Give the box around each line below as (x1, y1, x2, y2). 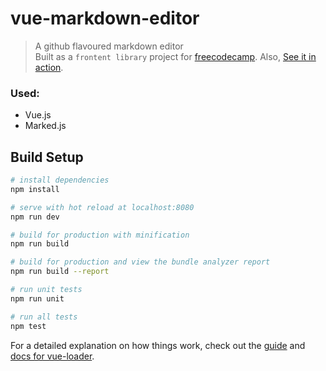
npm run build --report (10, 267, 110, 277)
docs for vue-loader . (10, 350, 95, 362)
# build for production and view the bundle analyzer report (10, 257, 271, 267)
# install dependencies (10, 175, 110, 186)
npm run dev (10, 212, 60, 222)
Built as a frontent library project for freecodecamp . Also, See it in (34, 50, 317, 62)
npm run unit (10, 293, 65, 304)
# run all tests (10, 312, 78, 322)
